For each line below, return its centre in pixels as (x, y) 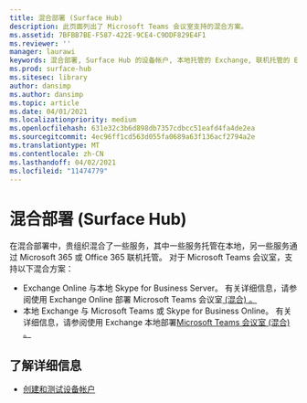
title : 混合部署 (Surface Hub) (66, 18)
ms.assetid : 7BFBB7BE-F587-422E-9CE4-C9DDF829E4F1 (108, 35)
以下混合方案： (45, 269)
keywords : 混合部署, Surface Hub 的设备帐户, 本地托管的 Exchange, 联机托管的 (150, 60)
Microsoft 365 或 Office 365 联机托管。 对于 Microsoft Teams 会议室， (152, 258)
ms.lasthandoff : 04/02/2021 (63, 162)
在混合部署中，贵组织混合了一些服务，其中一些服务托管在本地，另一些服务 (149, 246)
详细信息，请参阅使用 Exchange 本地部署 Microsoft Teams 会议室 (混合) (156, 323)
